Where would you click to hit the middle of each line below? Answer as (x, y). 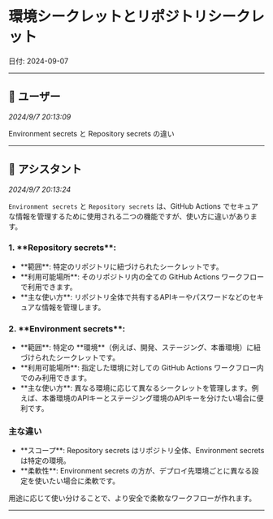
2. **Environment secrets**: (67, 328)
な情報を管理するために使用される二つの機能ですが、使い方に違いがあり (129, 216)
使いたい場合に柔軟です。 (77, 481)
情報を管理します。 (74, 307)
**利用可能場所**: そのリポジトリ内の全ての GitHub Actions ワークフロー (142, 276)
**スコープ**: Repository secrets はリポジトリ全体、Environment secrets (142, 451)
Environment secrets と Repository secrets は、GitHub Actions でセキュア (133, 206)
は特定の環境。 (45, 461)
